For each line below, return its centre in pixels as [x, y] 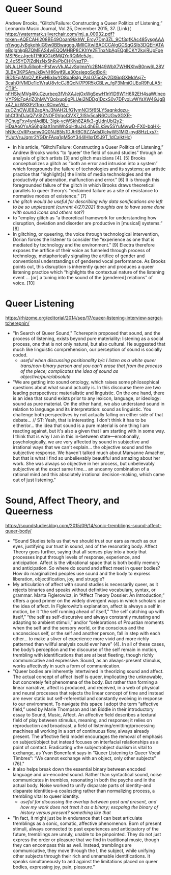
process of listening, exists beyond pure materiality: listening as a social [88, 339]
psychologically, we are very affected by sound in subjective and [81, 442]
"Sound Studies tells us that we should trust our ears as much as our [84, 541]
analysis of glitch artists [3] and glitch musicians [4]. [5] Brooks [79, 158]
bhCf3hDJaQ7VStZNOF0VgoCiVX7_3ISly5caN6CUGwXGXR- [69, 115]
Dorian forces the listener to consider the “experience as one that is [83, 239]
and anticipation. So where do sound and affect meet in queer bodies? [86, 568]
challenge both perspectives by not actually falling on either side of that [88, 414]
